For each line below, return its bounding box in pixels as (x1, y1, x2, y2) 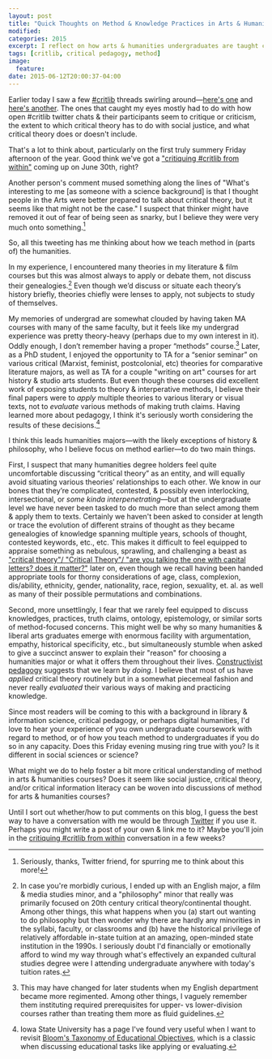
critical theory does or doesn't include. (8, 129, 138, 139)
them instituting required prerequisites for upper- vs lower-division (19, 1000, 243, 1010)
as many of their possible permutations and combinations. (8, 589, 202, 599)
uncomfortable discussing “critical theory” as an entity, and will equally (8, 468, 245, 479)
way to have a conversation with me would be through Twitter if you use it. (8, 816, 257, 826)
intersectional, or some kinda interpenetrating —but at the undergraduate (8, 494, 251, 504)
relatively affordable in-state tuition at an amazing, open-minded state (19, 932, 253, 942)
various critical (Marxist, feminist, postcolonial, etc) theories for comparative (8, 358, 263, 368)
